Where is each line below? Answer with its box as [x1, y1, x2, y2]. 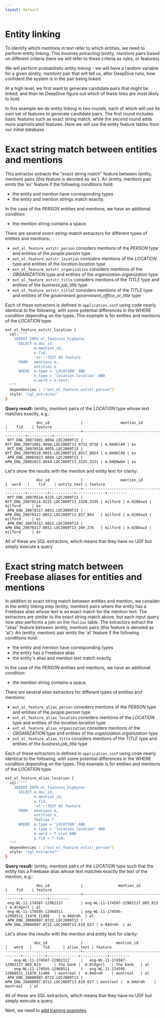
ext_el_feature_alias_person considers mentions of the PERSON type [12, 704, 156, 710]
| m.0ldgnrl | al [5, 905, 41, 910]
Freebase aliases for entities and [5, 571, 142, 583]
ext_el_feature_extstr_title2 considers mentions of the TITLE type [12, 287, 153, 293]
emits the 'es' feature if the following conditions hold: [5, 181, 114, 187]
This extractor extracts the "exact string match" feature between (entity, [5, 170, 153, 176]
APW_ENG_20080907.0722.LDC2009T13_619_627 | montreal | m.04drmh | [5, 979, 156, 985]
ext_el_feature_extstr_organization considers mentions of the [12, 266, 143, 272]
